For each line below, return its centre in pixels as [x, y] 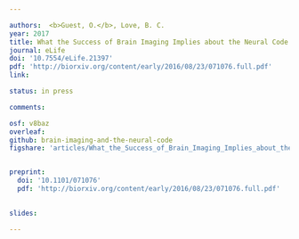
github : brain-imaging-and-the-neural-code [91, 140]
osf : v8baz [29, 123]
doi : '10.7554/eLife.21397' [61, 59]
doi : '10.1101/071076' [59, 181]
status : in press [41, 91]
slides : [24, 213]
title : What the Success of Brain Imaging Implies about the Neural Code [149, 42]
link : [19, 75]
